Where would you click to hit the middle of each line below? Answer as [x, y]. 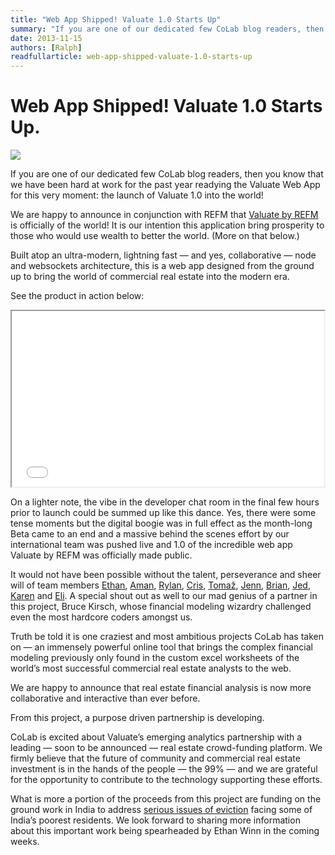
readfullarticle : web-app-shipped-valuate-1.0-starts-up [131, 57]
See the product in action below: [77, 296]
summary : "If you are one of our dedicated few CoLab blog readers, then [167, 29]
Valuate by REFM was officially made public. [101, 555]
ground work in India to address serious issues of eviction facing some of [161, 810]
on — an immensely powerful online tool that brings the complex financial [161, 647]
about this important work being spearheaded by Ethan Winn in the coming [165, 831]
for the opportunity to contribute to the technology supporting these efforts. [166, 780]
